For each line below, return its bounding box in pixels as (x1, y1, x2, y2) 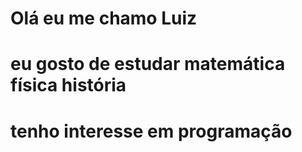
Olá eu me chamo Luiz (10, 7, 198, 30)
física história (10, 74, 127, 97)
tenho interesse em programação (10, 120, 293, 142)
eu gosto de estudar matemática (10, 53, 286, 76)
